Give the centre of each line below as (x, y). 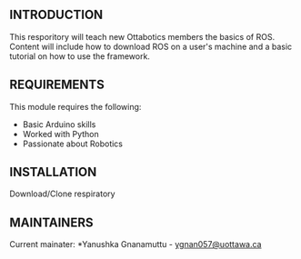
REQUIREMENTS (57, 85)
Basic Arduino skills (59, 124)
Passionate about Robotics (72, 144)
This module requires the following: (75, 106)
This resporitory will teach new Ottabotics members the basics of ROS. (142, 36)
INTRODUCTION (56, 15)
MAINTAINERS (51, 222)
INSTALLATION (53, 172)
